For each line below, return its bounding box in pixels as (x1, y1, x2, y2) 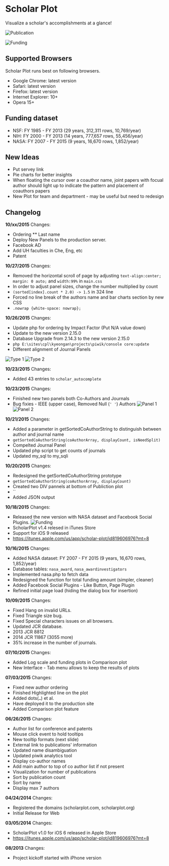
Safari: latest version (12, 83, 56, 89)
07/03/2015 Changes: (5, 675, 52, 681)
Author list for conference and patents (12, 726, 93, 732)
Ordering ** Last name (12, 232, 60, 238)
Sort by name (12, 780, 41, 786)
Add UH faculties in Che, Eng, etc (12, 247, 83, 254)
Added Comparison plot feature (12, 706, 79, 712)
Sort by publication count (12, 774, 66, 780)
